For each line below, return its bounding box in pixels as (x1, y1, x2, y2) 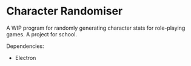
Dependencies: (6, 42, 44, 50)
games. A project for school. (6, 30, 78, 38)
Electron (15, 54, 36, 61)
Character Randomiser (6, 4, 123, 18)
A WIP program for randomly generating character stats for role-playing (6, 24, 186, 31)
